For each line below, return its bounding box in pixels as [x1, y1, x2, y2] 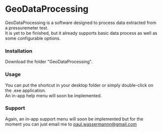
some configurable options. [5, 35, 61, 41]
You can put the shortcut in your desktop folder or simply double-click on [5, 82, 154, 88]
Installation [5, 48, 33, 54]
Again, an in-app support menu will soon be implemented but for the [5, 116, 143, 122]
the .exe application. [5, 87, 46, 93]
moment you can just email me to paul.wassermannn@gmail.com [5, 121, 137, 127]
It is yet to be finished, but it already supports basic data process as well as [5, 30, 158, 36]
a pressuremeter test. [5, 25, 49, 30]
